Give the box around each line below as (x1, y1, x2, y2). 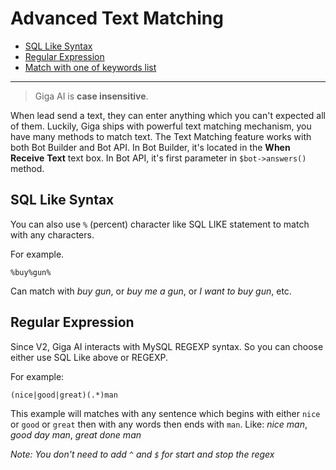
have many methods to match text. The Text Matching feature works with (10, 130, 312, 142)
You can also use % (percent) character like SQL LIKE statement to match (10, 218, 310, 230)
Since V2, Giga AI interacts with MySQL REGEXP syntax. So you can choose (10, 340, 324, 352)
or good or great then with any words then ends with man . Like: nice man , (10, 418, 308, 430)
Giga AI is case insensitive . (34, 90, 149, 102)
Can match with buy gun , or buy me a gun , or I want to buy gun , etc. (10, 285, 292, 297)
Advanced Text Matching (10, 7, 224, 30)
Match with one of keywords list (24, 61, 157, 73)
